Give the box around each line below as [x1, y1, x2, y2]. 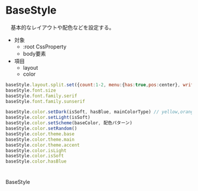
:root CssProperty [22, 43, 67, 50]
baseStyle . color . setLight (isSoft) [5, 115, 91, 121]
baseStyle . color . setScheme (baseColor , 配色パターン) [5, 120, 132, 126]
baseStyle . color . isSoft [5, 153, 64, 159]
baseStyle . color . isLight [5, 147, 67, 154]
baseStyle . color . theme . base [5, 131, 75, 137]
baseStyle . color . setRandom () [5, 125, 77, 132]
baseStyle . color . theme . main [5, 137, 75, 143]
